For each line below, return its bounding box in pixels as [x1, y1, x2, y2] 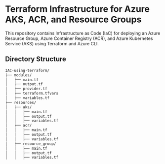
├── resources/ [5, 100, 37, 105]
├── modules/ [5, 72, 32, 77]
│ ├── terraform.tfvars [5, 91, 58, 96]
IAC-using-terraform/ [5, 68, 50, 73]
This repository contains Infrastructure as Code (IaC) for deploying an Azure [5, 30, 161, 36]
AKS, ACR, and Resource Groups [5, 14, 142, 25]
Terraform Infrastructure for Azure [5, 3, 150, 15]
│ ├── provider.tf [5, 86, 48, 92]
